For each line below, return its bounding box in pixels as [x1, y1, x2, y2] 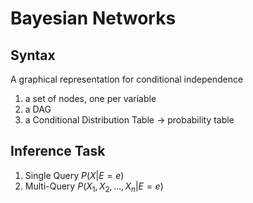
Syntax [10, 47, 56, 64]
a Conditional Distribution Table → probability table [24, 114, 235, 126]
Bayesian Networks [10, 7, 177, 30]
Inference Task [10, 143, 106, 160]
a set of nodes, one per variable [24, 93, 157, 104]
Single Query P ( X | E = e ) [24, 169, 125, 181]
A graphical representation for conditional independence [10, 73, 244, 85]
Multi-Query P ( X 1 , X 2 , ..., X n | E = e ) [24, 180, 164, 194]
